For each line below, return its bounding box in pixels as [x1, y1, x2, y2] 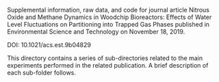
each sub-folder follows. [7, 68, 77, 77]
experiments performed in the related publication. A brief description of [7, 61, 209, 69]
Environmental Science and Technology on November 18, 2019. [7, 27, 185, 36]
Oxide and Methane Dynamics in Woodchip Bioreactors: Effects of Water [7, 13, 212, 21]
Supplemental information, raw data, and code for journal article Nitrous [7, 6, 210, 14]
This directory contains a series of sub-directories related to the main [7, 54, 203, 62]
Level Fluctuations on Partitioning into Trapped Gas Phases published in [7, 20, 210, 28]
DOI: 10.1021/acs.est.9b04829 [7, 41, 91, 49]
